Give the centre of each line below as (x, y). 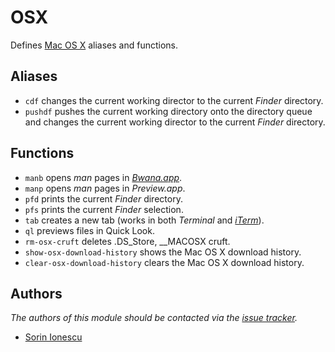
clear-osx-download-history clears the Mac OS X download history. (164, 262)
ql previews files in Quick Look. (89, 230)
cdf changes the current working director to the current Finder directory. (174, 100)
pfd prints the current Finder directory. (103, 198)
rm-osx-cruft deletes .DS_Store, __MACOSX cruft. (127, 241)
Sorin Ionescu (53, 337)
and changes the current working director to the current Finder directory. (175, 122)
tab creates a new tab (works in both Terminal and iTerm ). (144, 220)
